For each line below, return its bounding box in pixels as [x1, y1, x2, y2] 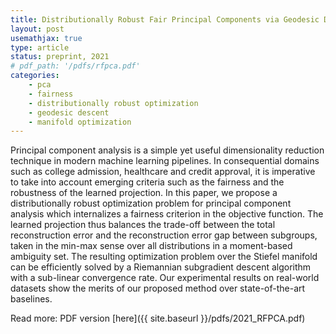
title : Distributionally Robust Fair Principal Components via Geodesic [10, 14, 320, 25]
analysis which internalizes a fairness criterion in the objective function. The [10, 208, 324, 220]
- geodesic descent [28, 107, 110, 118]
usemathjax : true [10, 33, 83, 43]
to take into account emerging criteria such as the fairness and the [10, 176, 285, 188]
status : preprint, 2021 [10, 52, 110, 62]
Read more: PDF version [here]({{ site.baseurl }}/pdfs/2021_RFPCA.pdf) [10, 312, 306, 325]
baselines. [10, 293, 53, 305]
